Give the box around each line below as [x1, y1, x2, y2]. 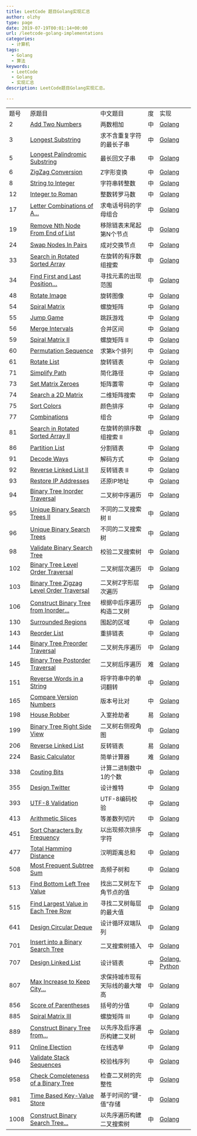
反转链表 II [100, 466, 129, 474]
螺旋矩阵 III [100, 1012, 131, 1021]
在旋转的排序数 [100, 424, 142, 432]
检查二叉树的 [100, 1071, 136, 1080]
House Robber [30, 710, 70, 718]
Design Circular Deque [30, 923, 93, 931]
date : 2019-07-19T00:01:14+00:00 [6, 25, 88, 31]
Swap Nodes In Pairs [30, 241, 88, 249]
